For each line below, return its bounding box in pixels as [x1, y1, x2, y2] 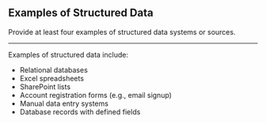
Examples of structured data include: [8, 50, 129, 59]
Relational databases [19, 65, 89, 74]
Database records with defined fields [19, 106, 141, 117]
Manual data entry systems [19, 99, 109, 108]
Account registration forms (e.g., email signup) [19, 90, 173, 99]
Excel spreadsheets [19, 73, 85, 83]
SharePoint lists [19, 82, 71, 91]
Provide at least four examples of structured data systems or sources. [8, 27, 236, 36]
